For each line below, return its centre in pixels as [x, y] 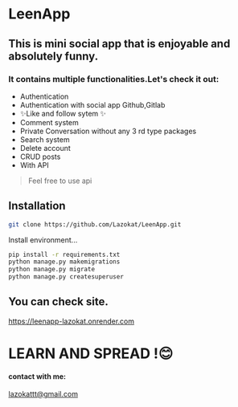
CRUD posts [40, 157]
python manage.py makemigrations [64, 262]
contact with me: [37, 376]
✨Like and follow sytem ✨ [63, 113]
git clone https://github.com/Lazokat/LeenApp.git [95, 224]
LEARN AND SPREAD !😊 [91, 354]
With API [35, 165]
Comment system [49, 122]
